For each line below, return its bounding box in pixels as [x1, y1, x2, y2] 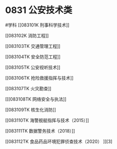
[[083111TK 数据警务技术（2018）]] [5, 128, 75, 134]
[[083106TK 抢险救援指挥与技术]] [5, 75, 74, 81]
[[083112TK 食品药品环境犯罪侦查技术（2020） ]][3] [5, 138, 112, 145]
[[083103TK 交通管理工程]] [5, 43, 61, 49]
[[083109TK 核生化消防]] [5, 107, 56, 113]
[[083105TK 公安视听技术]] [5, 64, 60, 70]
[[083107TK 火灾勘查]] [5, 85, 51, 91]
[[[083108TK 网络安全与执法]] [5, 96, 66, 102]
